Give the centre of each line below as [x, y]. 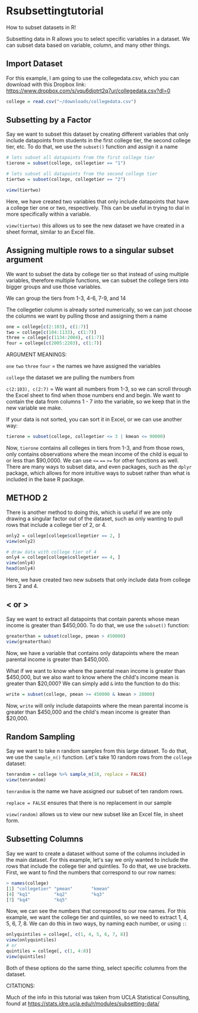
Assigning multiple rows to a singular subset [90, 250]
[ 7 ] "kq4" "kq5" [37, 900]
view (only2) [21, 541]
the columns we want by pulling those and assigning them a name [87, 316]
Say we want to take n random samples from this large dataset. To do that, [97, 751]
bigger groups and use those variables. [54, 286]
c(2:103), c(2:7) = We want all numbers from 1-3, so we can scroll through [99, 389]
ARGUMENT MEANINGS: [36, 354]
